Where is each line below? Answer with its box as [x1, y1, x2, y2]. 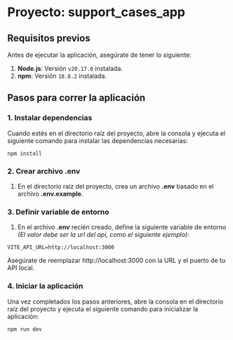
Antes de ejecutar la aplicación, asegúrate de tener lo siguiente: [7, 50, 192, 59]
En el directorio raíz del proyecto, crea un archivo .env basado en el [17, 182, 214, 190]
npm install [7, 150, 42, 157]
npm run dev [7, 325, 42, 333]
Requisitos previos [7, 32, 91, 44]
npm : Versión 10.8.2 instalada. [17, 72, 107, 80]
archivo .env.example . [17, 189, 84, 198]
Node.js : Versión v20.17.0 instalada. [17, 64, 123, 72]
